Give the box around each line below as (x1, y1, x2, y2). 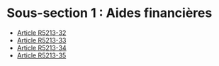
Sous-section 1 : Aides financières (6, 5, 213, 21)
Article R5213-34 (16, 43, 67, 52)
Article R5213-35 (16, 51, 67, 60)
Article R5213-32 (16, 28, 67, 37)
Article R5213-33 (16, 35, 67, 44)
